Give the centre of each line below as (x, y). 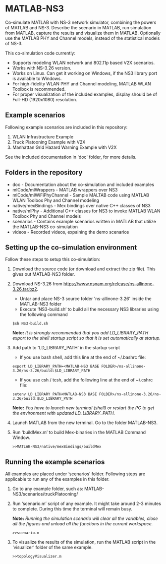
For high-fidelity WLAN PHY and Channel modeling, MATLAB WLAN (82, 84)
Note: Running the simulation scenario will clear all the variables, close (85, 518)
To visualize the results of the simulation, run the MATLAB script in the (84, 542)
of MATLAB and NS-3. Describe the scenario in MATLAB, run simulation (78, 27)
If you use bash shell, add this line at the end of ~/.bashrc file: (83, 357)
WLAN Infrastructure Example (43, 136)
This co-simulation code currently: (40, 53)
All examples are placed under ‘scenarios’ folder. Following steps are (75, 474)
